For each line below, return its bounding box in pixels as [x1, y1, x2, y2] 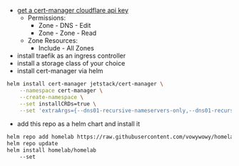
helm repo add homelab [6, 133, 74, 141]
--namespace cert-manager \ [19, 87, 103, 94]
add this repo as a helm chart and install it [16, 120, 141, 128]
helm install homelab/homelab [6, 147, 97, 154]
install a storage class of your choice [16, 59, 126, 67]
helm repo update [6, 140, 59, 147]
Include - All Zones [38, 44, 94, 52]
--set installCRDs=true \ [19, 100, 97, 108]
